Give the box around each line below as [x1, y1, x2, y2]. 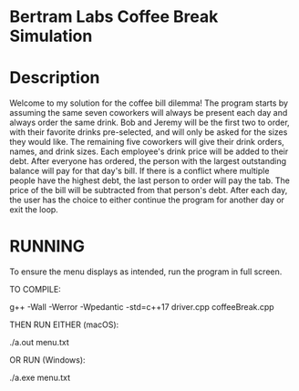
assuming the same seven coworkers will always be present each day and [9, 108, 288, 118]
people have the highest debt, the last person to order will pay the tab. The [9, 175, 290, 186]
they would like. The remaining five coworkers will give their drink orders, [9, 137, 284, 148]
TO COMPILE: [9, 284, 61, 295]
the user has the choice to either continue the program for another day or [9, 194, 285, 206]
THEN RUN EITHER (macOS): [9, 319, 119, 330]
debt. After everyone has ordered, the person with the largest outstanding [9, 156, 287, 167]
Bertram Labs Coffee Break [9, 6, 219, 27]
